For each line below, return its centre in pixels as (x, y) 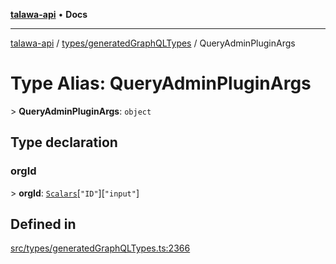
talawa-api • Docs (49, 14)
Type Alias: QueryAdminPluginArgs (161, 83)
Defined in (43, 224)
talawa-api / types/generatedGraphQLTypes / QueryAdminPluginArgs (153, 43)
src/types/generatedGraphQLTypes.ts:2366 (100, 248)
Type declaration (64, 142)
